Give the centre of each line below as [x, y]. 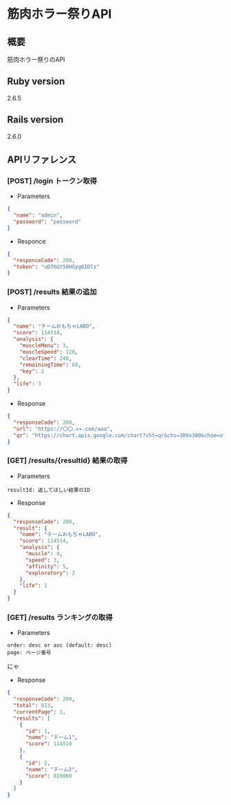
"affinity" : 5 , [47, 566]
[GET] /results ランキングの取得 [60, 617]
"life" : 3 [27, 384]
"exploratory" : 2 [50, 573]
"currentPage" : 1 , [40, 712]
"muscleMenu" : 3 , [44, 346]
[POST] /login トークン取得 [52, 181]
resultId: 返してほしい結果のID [49, 490]
